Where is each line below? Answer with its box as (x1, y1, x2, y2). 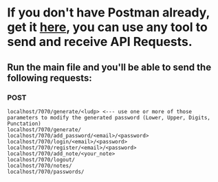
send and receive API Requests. (7, 34, 193, 49)
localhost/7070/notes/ (7, 162, 72, 169)
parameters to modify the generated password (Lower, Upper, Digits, (7, 114, 211, 121)
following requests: (7, 72, 93, 84)
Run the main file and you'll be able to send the (7, 61, 212, 73)
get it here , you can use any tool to (7, 19, 208, 35)
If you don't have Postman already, (7, 5, 210, 21)
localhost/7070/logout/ (7, 156, 76, 163)
